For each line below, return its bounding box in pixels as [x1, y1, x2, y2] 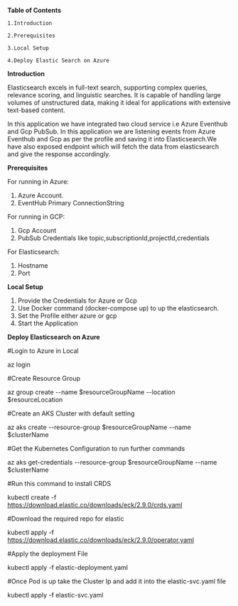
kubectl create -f [7, 493, 57, 502]
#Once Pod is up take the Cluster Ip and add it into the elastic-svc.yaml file [7, 577, 227, 585]
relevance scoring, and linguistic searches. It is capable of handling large [7, 91, 222, 99]
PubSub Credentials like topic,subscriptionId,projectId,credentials [17, 234, 210, 242]
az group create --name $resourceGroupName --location [7, 388, 175, 396]
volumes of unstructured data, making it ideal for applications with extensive [7, 99, 231, 107]
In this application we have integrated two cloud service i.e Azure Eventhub [7, 120, 228, 128]
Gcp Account [17, 227, 57, 234]
